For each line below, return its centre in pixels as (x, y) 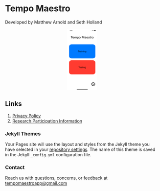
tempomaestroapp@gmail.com (36, 183)
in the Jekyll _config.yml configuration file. (48, 155)
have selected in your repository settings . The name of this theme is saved (80, 149)
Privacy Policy (26, 116)
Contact (15, 167)
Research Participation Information (47, 121)
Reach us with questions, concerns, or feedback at (56, 178)
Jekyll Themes (23, 134)
